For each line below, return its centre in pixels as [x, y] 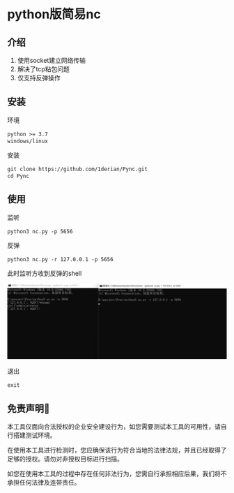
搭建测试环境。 [34, 435]
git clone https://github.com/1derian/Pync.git [78, 169]
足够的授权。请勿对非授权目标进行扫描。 [65, 459]
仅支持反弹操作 [39, 78]
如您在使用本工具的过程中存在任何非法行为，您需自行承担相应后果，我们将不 [117, 474]
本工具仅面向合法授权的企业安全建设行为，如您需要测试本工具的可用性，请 [114, 427]
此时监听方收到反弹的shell [45, 273]
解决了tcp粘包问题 [43, 69]
